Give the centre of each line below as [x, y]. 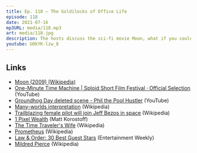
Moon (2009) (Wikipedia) [45, 82]
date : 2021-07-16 [27, 22]
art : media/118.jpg [30, 33]
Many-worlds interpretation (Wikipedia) [62, 106]
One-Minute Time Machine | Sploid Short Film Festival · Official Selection [102, 88]
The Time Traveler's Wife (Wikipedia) [60, 125]
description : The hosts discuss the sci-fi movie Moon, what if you [91, 39]
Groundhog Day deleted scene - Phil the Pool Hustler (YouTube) [92, 100]
